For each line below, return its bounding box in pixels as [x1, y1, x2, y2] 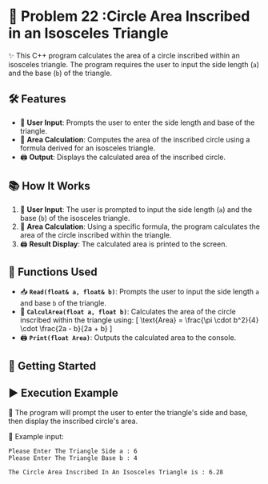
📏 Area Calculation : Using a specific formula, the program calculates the [19, 222, 260, 231]
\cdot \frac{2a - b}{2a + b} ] [19, 324, 113, 334]
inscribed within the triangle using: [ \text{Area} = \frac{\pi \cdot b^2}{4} [19, 315, 259, 325]
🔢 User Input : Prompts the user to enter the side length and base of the [19, 118, 255, 127]
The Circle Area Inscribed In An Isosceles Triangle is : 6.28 [8, 468, 224, 476]
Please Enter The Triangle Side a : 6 [8, 447, 138, 455]
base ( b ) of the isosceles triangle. [19, 213, 130, 222]
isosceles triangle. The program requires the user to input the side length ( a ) [8, 59, 260, 69]
